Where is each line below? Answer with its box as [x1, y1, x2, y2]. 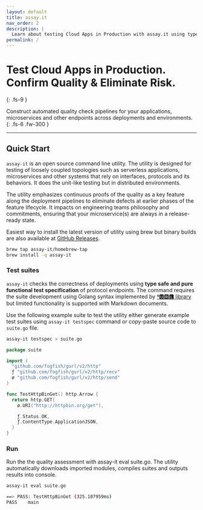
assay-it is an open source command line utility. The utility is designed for [6, 160, 192, 167]
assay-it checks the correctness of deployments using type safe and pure [6, 280, 193, 287]
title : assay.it [6, 15, 47, 21]
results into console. [6, 471, 57, 479]
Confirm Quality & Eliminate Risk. [6, 76, 176, 90]
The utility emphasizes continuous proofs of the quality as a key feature [6, 191, 185, 198]
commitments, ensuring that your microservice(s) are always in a [6, 210, 168, 217]
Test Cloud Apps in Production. [6, 63, 166, 77]
